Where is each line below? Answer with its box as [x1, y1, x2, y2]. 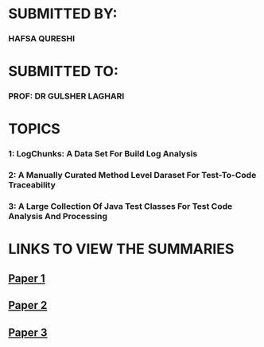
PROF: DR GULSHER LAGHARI [8, 91, 125, 102]
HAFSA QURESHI [8, 33, 76, 44]
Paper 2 [8, 299, 48, 312]
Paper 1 [8, 272, 45, 285]
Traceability [8, 179, 56, 191]
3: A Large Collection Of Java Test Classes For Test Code [8, 201, 233, 212]
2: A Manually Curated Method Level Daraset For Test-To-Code [8, 170, 257, 181]
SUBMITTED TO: [8, 63, 119, 80]
